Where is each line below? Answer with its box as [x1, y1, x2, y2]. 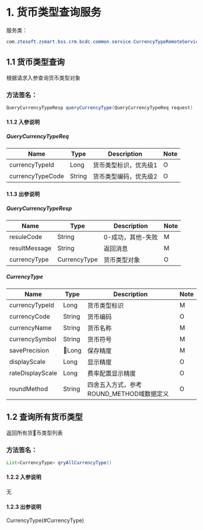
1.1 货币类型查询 [6, 57, 65, 67]
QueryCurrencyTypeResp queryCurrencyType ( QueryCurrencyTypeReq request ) [6, 104, 193, 110]
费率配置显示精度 [87, 369, 136, 377]
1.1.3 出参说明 [6, 190, 40, 197]
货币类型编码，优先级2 [92, 173, 158, 181]
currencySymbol [9, 334, 56, 343]
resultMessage [9, 244, 52, 252]
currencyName [9, 324, 52, 332]
